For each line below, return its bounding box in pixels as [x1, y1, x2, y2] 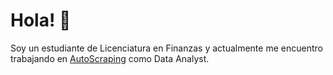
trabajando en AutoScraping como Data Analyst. [10, 52, 210, 64]
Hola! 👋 [10, 9, 72, 32]
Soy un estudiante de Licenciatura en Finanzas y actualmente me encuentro [10, 42, 323, 54]
